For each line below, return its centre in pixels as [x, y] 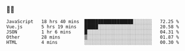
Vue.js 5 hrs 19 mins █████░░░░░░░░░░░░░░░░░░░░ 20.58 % [93, 27]
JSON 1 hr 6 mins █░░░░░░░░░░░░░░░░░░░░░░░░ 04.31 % [93, 32]
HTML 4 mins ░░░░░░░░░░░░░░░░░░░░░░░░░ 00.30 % [93, 43]
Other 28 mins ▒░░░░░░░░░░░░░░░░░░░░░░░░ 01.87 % [93, 37]
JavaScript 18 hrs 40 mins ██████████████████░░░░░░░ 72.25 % [93, 22]
